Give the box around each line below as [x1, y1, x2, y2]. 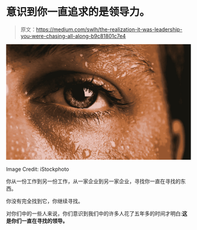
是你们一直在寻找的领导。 [6, 217, 68, 224]
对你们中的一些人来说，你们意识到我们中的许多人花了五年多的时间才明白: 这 [6, 209, 188, 217]
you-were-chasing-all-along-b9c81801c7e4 [20, 32, 126, 39]
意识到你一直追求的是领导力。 [6, 5, 151, 19]
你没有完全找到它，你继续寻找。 [6, 197, 83, 204]
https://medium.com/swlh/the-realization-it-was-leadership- [36, 26, 183, 33]
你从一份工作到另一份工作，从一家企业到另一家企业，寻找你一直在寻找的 [6, 177, 181, 185]
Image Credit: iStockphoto [6, 165, 69, 172]
